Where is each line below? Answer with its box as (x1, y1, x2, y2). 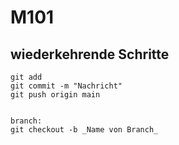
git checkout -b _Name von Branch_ (10, 125, 159, 135)
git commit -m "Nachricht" (10, 81, 123, 91)
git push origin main (10, 90, 101, 100)
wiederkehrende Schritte (10, 46, 170, 63)
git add (10, 72, 43, 82)
